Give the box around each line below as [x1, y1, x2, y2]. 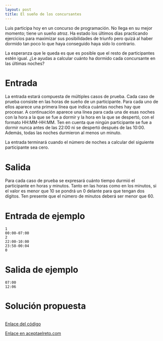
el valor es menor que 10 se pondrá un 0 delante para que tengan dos [5, 188, 145, 194]
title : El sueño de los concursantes [5, 12, 82, 17]
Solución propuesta [5, 301, 86, 312]
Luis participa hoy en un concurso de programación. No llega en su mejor [5, 25, 153, 31]
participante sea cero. [5, 144, 49, 150]
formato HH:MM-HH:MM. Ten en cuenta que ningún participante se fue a [5, 120, 152, 125]
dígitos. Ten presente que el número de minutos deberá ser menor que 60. [5, 193, 155, 199]
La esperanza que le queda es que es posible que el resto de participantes [5, 50, 155, 56]
